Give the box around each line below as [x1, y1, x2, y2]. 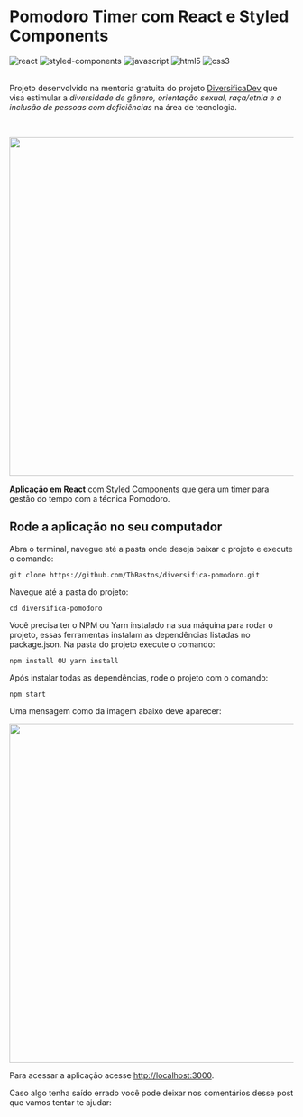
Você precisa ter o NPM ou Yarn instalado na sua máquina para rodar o [9, 619, 273, 630]
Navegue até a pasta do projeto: [9, 586, 129, 597]
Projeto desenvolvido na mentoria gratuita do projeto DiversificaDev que [9, 82, 278, 93]
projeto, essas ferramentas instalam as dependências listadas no [9, 629, 251, 640]
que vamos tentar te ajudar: [9, 1096, 113, 1108]
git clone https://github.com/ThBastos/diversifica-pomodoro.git [9, 570, 260, 579]
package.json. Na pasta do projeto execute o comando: [9, 639, 216, 650]
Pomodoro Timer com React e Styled [9, 6, 289, 27]
